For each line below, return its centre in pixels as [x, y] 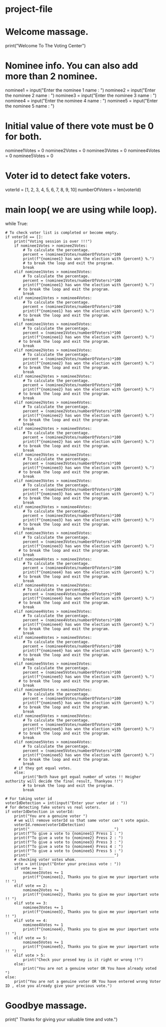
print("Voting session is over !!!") [53, 241]
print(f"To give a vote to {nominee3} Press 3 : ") [69, 842]
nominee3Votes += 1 [43, 907]
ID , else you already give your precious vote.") [59, 986]
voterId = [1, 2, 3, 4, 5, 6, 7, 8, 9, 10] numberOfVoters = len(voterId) [73, 190]
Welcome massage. [47, 32]
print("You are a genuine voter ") [51, 816]
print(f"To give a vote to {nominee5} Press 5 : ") [69, 851]
